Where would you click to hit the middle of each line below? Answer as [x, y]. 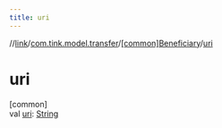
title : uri [30, 17]
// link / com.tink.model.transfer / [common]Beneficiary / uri [111, 43]
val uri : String [34, 114]
